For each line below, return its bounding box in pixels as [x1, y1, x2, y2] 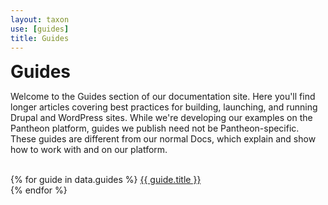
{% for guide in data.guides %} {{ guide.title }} [10, 174, 202, 186]
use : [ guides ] [10, 24, 70, 34]
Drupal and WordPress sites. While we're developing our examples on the [10, 112, 313, 124]
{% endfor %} [10, 184, 68, 196]
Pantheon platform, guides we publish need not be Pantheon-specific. [10, 122, 300, 135]
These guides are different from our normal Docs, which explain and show [10, 133, 317, 145]
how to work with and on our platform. [10, 144, 168, 156]
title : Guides [10, 33, 70, 43]
